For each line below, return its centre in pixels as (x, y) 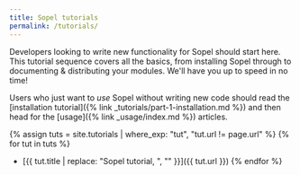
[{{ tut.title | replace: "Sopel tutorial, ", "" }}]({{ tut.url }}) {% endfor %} (152, 161)
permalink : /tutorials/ (54, 26)
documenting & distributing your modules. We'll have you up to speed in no (149, 70)
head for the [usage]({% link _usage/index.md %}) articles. (118, 117)
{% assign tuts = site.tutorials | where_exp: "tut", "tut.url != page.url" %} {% (150, 134)
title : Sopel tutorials (54, 17)
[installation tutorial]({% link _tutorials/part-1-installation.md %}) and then (145, 107)
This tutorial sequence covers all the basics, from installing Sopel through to (150, 61)
